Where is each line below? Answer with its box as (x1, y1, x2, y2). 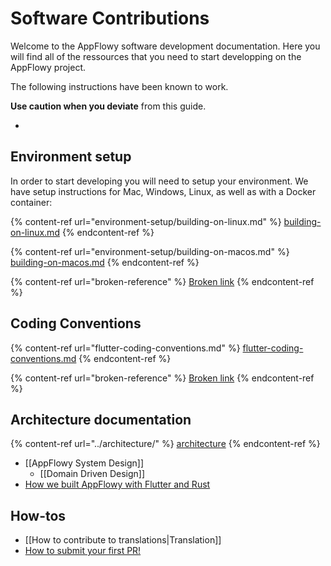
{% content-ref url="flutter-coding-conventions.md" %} (10, 342, 241, 354)
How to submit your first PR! (24, 545, 142, 557)
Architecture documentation (10, 411, 192, 428)
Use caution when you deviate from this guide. (10, 100, 207, 112)
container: (10, 196, 53, 208)
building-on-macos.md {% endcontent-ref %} (10, 256, 200, 268)
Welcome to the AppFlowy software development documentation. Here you (10, 40, 321, 52)
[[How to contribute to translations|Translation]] (24, 534, 222, 546)
